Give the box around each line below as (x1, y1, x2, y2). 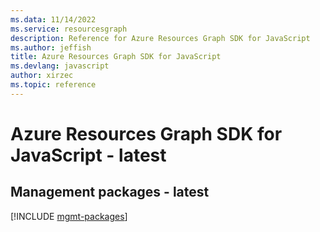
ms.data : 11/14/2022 (10, 14, 97, 25)
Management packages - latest (10, 184, 210, 201)
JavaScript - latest (10, 144, 167, 166)
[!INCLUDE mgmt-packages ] (10, 210, 128, 222)
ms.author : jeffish (10, 42, 92, 53)
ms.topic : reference (10, 80, 97, 90)
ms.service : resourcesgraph (10, 24, 128, 34)
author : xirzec (10, 71, 74, 81)
